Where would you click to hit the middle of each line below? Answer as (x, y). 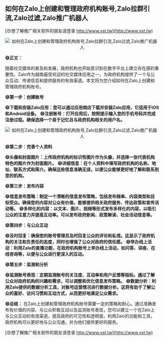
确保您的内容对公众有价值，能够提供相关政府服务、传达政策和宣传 (88, 202)
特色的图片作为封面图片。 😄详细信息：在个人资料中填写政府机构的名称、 (79, 163)
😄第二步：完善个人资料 (29, 147)
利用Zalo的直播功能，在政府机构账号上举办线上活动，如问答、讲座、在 (84, 248)
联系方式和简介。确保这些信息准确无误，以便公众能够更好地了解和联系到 (86, 169)
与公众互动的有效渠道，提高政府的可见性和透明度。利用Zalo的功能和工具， (80, 316)
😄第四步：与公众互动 (27, 225)
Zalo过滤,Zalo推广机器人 (51, 18)
